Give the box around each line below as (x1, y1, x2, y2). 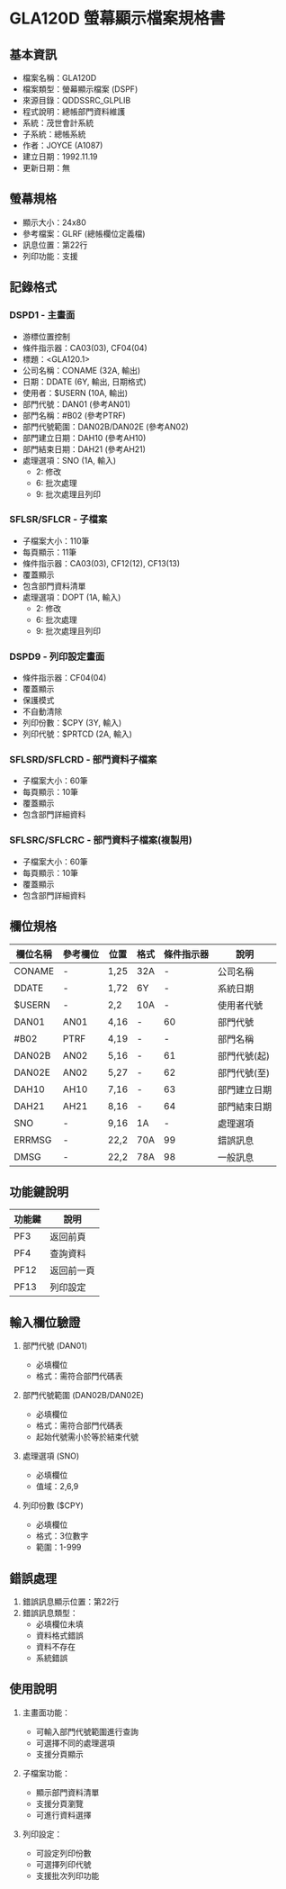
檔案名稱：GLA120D (22, 73, 97, 83)
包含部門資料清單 (22, 580, 86, 591)
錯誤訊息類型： (22, 1607, 78, 1618)
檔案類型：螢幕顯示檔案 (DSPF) (22, 84, 139, 95)
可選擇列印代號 (35, 1858, 92, 1869)
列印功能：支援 (22, 250, 78, 261)
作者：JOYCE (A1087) (22, 140, 103, 150)
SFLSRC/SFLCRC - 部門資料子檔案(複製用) (9, 834, 192, 846)
